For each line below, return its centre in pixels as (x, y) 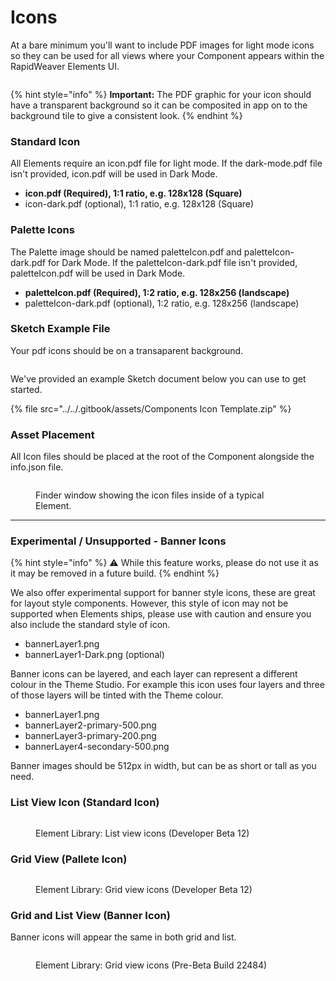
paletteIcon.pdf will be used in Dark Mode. (98, 273)
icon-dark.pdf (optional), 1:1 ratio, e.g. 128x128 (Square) (139, 204)
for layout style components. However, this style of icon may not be (149, 603)
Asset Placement (52, 434)
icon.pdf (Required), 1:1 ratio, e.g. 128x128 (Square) (133, 193)
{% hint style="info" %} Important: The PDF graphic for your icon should (161, 94)
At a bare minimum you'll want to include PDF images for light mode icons (162, 45)
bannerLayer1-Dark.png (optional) (94, 655)
